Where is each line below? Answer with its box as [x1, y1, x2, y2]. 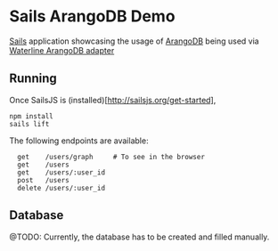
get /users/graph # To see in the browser [17, 152, 205, 161]
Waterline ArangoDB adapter [9, 45, 115, 55]
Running [9, 71, 58, 86]
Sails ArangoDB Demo [9, 6, 176, 27]
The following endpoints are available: [9, 135, 149, 146]
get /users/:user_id [17, 167, 105, 177]
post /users [17, 175, 69, 184]
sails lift [9, 119, 50, 128]
